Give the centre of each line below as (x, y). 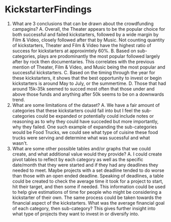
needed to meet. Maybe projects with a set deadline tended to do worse (88, 170)
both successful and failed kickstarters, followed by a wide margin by (85, 34)
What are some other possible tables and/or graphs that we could (81, 148)
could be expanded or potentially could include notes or (95, 116)
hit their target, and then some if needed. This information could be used (89, 186)
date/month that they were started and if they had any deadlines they (85, 165)
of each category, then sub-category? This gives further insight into (84, 208)
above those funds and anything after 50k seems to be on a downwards (88, 94)
